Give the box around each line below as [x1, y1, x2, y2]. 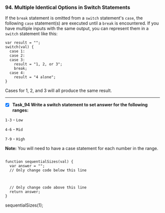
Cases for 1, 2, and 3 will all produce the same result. [5, 88, 112, 93]
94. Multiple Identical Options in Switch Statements [5, 4, 131, 11]
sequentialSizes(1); [5, 202, 43, 208]
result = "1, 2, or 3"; [14, 62, 63, 67]
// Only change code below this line [9, 168, 87, 173]
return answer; [9, 189, 41, 194]
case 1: [9, 49, 26, 54]
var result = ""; [5, 40, 41, 45]
